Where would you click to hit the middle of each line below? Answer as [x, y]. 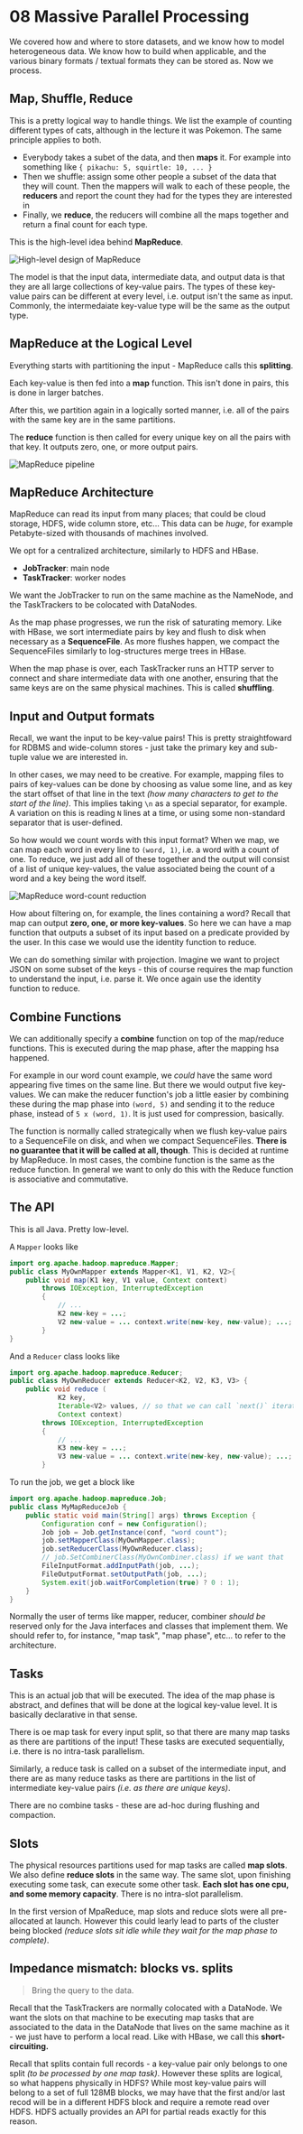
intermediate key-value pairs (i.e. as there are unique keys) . [120, 1788]
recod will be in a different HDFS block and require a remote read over [140, 2102]
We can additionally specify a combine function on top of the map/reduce [147, 1039]
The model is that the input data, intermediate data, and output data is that [147, 276]
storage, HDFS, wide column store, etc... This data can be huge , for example [151, 524]
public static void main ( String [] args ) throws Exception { [141, 1515]
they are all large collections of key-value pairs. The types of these [133, 286]
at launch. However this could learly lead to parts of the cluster [162, 1921]
